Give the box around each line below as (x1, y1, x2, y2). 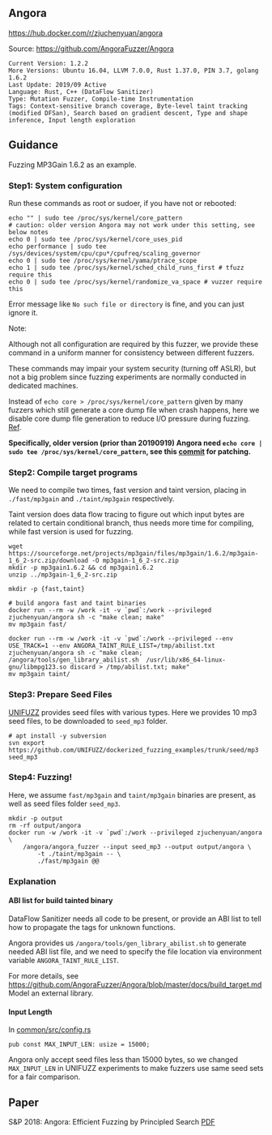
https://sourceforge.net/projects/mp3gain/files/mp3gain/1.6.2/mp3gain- (8, 550, 259, 558)
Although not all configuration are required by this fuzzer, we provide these (8, 339, 259, 349)
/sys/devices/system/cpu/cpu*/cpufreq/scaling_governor (8, 249, 201, 258)
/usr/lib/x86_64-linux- (146, 656, 227, 664)
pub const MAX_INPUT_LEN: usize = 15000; (8, 1041, 151, 1049)
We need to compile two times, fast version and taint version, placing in (8, 486, 247, 495)
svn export (8, 739, 45, 747)
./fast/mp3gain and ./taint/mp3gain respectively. (8, 494, 175, 503)
